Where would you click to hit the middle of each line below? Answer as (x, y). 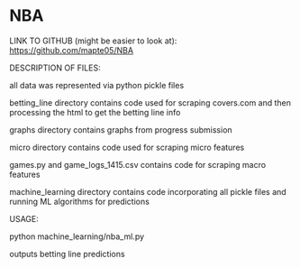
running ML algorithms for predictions (80, 201)
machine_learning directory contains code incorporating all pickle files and (148, 191)
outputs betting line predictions (67, 254)
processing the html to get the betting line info (95, 112)
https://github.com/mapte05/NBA (71, 50)
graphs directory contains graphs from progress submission (121, 129)
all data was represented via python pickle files (97, 85)
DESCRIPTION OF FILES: (55, 68)
